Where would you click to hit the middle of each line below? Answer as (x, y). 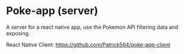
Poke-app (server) (52, 11)
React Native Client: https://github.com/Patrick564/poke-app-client (88, 45)
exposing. (18, 33)
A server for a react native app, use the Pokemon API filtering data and (92, 27)
